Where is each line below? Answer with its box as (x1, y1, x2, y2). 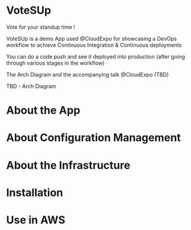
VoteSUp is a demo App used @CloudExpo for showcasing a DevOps (6, 35, 177, 42)
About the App (6, 104, 81, 117)
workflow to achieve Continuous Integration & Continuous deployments (6, 41, 182, 49)
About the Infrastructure (6, 158, 131, 172)
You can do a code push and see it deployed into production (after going (6, 53, 186, 60)
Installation (6, 186, 63, 199)
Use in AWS (6, 213, 66, 226)
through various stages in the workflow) (6, 59, 105, 66)
